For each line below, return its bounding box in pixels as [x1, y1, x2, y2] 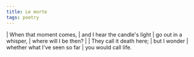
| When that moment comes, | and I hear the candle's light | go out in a [6, 31, 182, 38]
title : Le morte [6, 8, 47, 15]
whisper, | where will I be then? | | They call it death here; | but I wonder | [6, 37, 189, 44]
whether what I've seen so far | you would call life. [6, 43, 132, 51]
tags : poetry [6, 14, 39, 20]
